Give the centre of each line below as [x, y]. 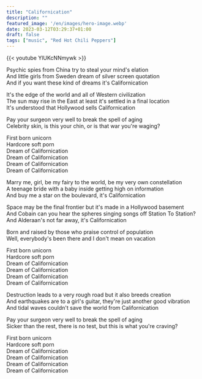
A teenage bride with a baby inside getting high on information [85, 189]
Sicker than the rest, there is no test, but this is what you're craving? [92, 326]
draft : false [23, 35]
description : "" [27, 18]
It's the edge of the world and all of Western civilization [76, 95]
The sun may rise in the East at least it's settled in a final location [88, 101]
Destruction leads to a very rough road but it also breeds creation [89, 295]
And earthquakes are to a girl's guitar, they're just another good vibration [98, 301]
